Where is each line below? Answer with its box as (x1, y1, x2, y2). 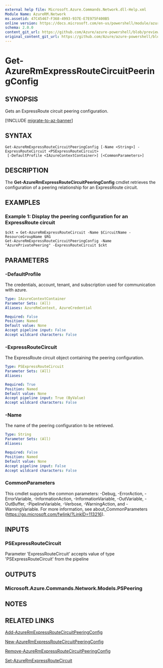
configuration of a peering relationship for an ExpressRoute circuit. (5, 184, 138, 190)
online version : (5, 20, 38, 26)
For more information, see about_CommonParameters (40, 506, 148, 512)
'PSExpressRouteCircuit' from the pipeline (5, 556, 89, 562)
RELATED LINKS (5, 616, 54, 625)
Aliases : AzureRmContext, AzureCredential (5, 305, 92, 310)
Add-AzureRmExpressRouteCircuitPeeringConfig (5, 629, 103, 635)
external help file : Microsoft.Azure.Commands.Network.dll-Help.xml (5, 7, 147, 12)
